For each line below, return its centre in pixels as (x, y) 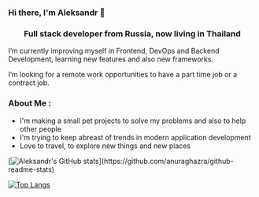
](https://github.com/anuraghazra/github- (166, 161)
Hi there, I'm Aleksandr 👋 (57, 13)
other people (40, 128)
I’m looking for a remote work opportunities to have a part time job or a (123, 75)
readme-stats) (31, 169)
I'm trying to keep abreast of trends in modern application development (135, 137)
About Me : (30, 103)
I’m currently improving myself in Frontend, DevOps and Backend (114, 51)
